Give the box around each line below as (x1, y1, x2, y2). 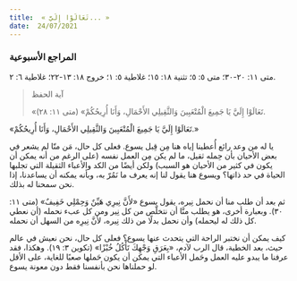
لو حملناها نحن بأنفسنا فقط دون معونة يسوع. (9, 260, 157, 271)
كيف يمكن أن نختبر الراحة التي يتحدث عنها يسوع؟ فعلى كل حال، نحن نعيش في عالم (9, 232, 286, 243)
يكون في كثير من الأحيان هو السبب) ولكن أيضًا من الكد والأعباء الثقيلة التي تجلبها (9, 159, 273, 170)
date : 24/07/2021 (9, 21, 78, 30)
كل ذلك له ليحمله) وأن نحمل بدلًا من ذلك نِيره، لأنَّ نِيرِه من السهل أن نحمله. (9, 215, 257, 226)
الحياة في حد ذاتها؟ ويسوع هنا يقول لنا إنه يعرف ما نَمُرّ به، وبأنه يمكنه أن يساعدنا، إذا (9, 169, 285, 180)
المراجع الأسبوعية (9, 51, 77, 64)
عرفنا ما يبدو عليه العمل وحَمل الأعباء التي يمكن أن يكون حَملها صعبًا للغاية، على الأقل (9, 251, 289, 262)
